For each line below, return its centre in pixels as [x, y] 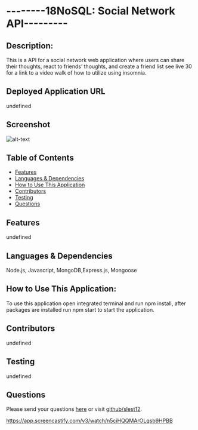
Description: [30, 46]
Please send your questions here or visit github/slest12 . [74, 409]
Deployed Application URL [56, 92]
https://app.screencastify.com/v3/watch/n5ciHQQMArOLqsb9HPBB [89, 421]
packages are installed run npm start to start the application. [81, 309]
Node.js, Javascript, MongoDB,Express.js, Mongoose [72, 271]
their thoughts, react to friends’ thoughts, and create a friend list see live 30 [99, 66]
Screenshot [28, 125]
